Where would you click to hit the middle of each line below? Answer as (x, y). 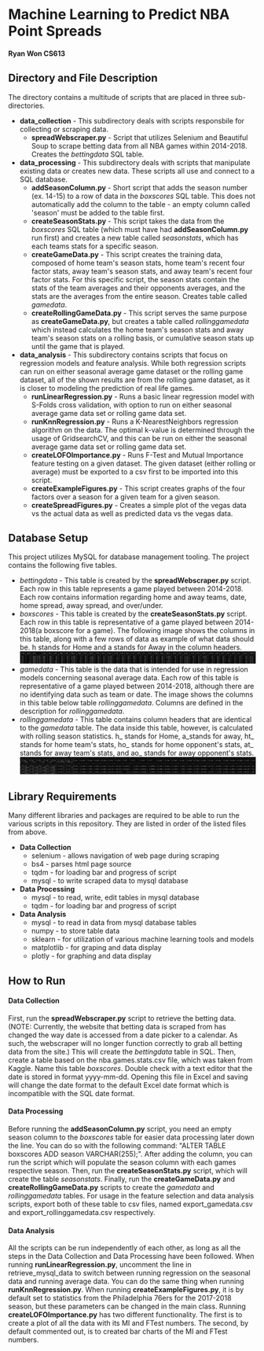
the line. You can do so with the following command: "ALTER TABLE (117, 1146)
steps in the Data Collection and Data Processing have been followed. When (131, 1257)
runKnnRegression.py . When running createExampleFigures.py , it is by (126, 1290)
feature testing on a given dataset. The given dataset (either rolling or (143, 463)
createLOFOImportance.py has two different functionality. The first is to (125, 1315)
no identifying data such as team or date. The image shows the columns (136, 694)
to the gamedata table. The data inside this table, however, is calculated (136, 727)
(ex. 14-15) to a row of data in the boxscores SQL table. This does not (143, 196)
